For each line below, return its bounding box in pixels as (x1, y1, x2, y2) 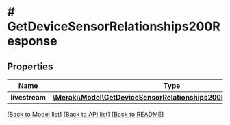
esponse (7, 34, 57, 49)
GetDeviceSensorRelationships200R (7, 19, 220, 34)
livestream (10, 93, 47, 102)
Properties (7, 60, 53, 72)
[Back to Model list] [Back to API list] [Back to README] (7, 111, 164, 118)
